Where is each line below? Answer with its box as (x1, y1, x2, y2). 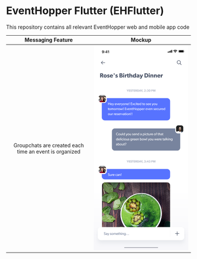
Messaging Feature (24, 36, 73, 43)
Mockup (131, 36, 151, 43)
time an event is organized (16, 148, 81, 155)
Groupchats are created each (13, 142, 84, 149)
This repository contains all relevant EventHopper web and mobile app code (6, 23, 189, 30)
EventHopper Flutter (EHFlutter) (6, 4, 164, 18)
